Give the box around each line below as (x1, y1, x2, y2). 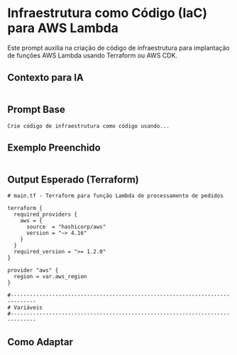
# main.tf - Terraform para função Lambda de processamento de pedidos (7, 192, 224, 200)
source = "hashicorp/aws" (26, 224, 106, 231)
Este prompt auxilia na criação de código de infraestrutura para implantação (7, 43, 231, 52)
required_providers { (13, 211, 78, 218)
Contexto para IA (7, 72, 84, 84)
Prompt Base (7, 104, 65, 116)
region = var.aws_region (13, 273, 87, 280)
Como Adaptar (7, 336, 73, 348)
